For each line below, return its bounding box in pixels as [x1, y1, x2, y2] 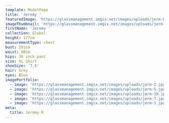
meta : [5, 105, 17, 110]
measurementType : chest [5, 40, 55, 45]
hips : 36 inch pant [5, 54, 46, 59]
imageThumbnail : [5, 21, 39, 27]
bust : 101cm [5, 45, 30, 50]
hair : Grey [5, 68, 28, 73]
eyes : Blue [5, 73, 28, 78]
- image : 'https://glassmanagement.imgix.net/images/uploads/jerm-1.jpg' [10, 101, 167, 106]
